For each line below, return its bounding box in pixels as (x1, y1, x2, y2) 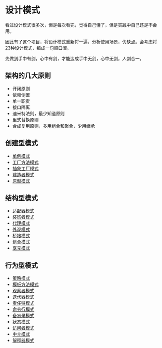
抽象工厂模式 (12, 165, 39, 172)
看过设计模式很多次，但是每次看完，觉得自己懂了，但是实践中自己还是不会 (5, 22, 157, 28)
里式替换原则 (12, 116, 39, 122)
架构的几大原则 (5, 72, 51, 80)
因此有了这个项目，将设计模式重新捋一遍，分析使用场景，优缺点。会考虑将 (5, 38, 157, 45)
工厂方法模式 (12, 159, 39, 165)
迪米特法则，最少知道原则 (12, 110, 65, 116)
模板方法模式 (12, 281, 39, 287)
